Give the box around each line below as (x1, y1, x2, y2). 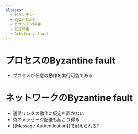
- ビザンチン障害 (10, 21, 41, 27)
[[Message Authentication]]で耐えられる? (12, 123, 99, 129)
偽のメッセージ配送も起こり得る (12, 116, 80, 122)
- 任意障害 (10, 26, 30, 32)
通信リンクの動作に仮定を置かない (12, 110, 84, 116)
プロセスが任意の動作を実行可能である (12, 72, 93, 78)
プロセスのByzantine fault (5, 55, 116, 66)
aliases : (5, 7, 24, 13)
